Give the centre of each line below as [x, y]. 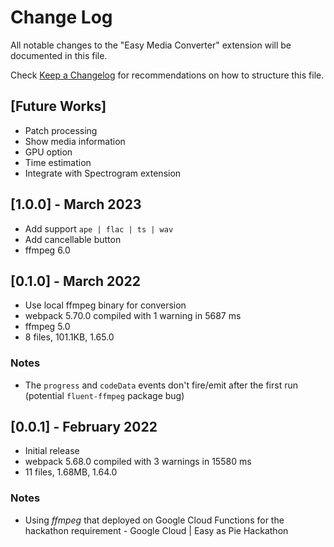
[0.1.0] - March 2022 [75, 281]
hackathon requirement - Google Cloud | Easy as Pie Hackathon [156, 530]
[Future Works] [58, 106]
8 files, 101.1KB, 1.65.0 [69, 337]
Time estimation [58, 162]
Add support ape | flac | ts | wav [99, 228]
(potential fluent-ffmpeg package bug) [104, 395]
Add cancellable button [73, 239]
